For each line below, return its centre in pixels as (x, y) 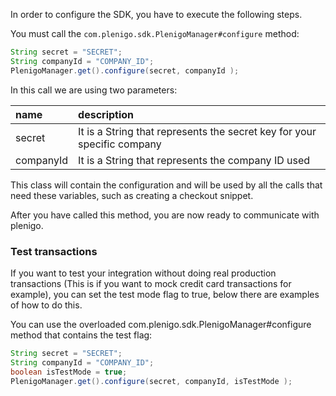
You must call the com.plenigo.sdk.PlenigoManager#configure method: (155, 33)
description (106, 114)
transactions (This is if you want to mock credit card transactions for (151, 283)
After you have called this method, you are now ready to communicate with (165, 215)
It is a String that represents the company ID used (194, 160)
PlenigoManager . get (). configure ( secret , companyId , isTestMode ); (151, 381)
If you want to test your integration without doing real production (143, 273)
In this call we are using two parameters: (94, 90)
